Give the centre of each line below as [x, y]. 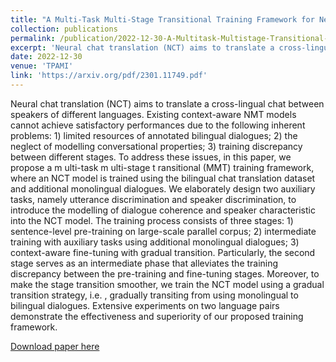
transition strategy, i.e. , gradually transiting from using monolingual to [154, 295]
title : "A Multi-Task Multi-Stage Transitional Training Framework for [162, 19]
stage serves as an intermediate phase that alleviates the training [144, 263]
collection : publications [64, 29]
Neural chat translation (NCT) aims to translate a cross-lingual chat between [167, 103]
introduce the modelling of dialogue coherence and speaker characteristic [163, 210]
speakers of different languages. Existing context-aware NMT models [153, 114]
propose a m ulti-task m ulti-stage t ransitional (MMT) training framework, [162, 167]
